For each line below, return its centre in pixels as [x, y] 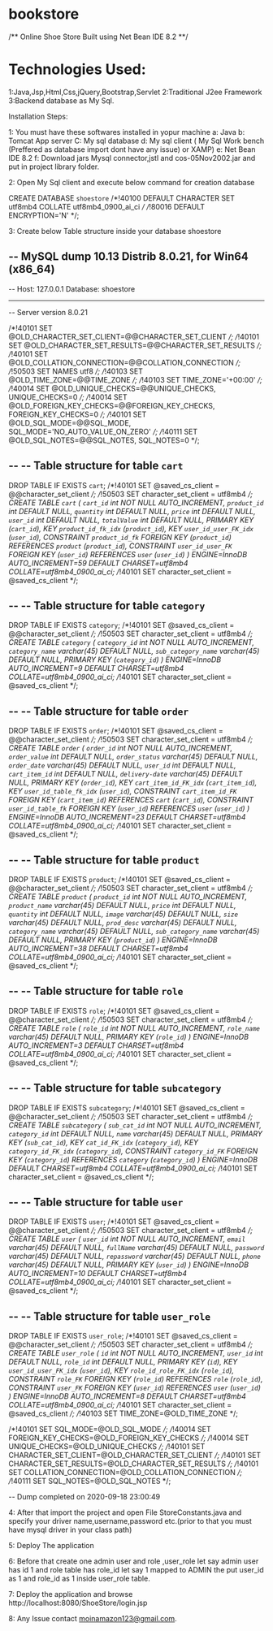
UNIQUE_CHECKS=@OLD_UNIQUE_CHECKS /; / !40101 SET [107, 1447]
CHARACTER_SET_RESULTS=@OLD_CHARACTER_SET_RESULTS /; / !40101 [134, 1464]
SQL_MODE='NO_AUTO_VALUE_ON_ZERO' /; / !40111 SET [103, 431]
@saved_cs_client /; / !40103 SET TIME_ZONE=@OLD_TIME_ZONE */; [123, 1413]
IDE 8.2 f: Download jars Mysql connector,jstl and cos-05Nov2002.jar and [132, 158]
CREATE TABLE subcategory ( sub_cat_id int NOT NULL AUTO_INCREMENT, [135, 1125]
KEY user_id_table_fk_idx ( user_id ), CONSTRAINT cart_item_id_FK [123, 791]
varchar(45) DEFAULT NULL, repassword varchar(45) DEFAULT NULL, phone [135, 1257]
